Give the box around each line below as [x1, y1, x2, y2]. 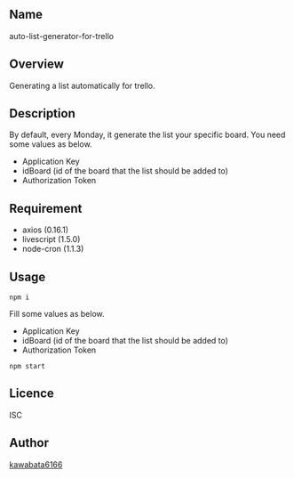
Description [9, 106, 75, 121]
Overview [9, 57, 65, 72]
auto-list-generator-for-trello [9, 30, 114, 41]
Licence [9, 386, 55, 401]
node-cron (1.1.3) [21, 244, 84, 255]
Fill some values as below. [9, 309, 105, 320]
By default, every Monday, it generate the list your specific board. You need [9, 129, 286, 141]
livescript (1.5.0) [21, 234, 81, 245]
